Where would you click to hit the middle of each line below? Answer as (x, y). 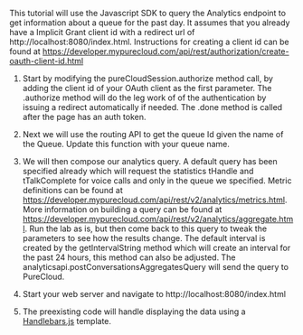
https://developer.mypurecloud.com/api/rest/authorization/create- (166, 51)
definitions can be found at (73, 190)
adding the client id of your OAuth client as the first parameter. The (147, 88)
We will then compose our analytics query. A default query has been (150, 161)
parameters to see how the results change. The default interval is (144, 238)
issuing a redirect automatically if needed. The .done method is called (152, 107)
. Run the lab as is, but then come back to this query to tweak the (146, 228)
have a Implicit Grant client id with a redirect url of (102, 32)
